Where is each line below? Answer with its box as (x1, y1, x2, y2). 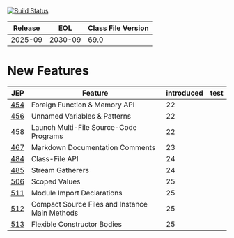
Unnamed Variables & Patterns (31, 111, 131, 121)
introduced (166, 88, 203, 98)
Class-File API (31, 154, 79, 163)
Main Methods (31, 208, 79, 218)
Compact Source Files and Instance (31, 199, 148, 209)
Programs (31, 131, 63, 141)
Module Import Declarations (31, 188, 123, 198)
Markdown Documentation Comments (31, 142, 156, 152)
